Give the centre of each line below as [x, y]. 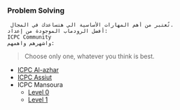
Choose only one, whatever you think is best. [90, 56]
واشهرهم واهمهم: [31, 43]
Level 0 [39, 92]
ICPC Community [29, 37]
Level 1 [38, 99]
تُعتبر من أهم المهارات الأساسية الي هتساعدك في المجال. [92, 25]
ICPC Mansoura [40, 85]
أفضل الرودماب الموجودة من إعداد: [58, 31]
